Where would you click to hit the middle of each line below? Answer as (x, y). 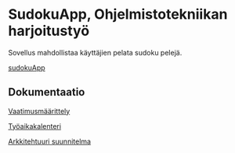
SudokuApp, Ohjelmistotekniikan (118, 14)
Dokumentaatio (47, 93)
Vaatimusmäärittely (39, 111)
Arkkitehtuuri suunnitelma (50, 141)
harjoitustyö (49, 31)
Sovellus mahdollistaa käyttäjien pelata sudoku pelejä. (95, 52)
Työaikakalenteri (34, 126)
